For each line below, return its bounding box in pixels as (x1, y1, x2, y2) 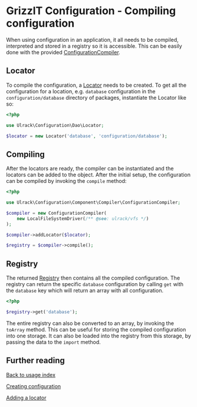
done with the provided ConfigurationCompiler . (6, 48, 121, 55)
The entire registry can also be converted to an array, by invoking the (6, 320, 174, 327)
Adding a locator (6, 394, 47, 401)
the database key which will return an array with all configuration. (6, 287, 164, 294)
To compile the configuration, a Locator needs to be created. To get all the (6, 81, 187, 88)
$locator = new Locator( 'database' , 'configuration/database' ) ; (6, 133, 168, 139)
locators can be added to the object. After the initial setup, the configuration (6, 171, 191, 178)
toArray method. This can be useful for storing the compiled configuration (6, 326, 186, 333)
